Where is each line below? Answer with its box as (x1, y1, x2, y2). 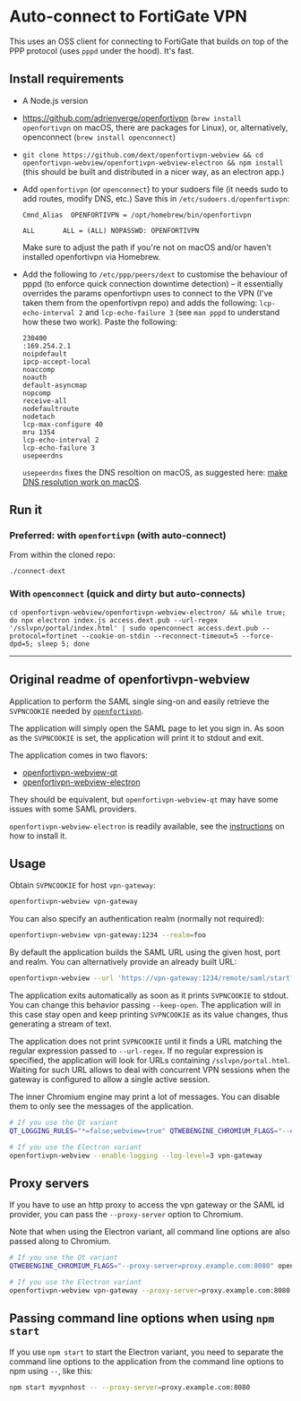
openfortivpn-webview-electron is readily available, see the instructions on (9, 821, 285, 831)
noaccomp (21, 365, 56, 374)
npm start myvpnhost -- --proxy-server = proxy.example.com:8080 (9, 1382, 251, 1392)
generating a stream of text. (9, 1019, 112, 1029)
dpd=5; (9, 639, 34, 649)
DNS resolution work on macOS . (21, 477, 142, 487)
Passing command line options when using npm (9, 1311, 275, 1327)
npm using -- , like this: (9, 1365, 94, 1376)
